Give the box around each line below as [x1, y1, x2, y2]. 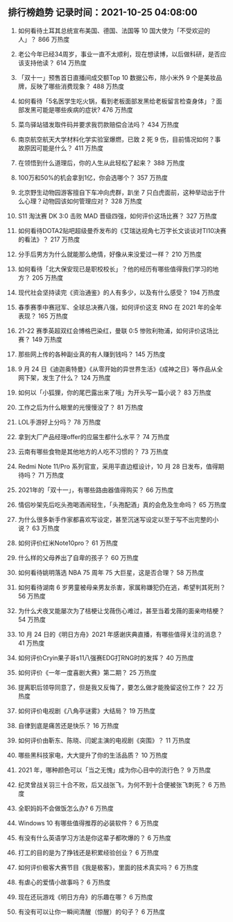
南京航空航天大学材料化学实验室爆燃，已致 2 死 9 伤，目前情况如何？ [17, 135, 215, 143]
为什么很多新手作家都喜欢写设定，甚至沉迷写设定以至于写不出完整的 [17, 515, 213, 523]
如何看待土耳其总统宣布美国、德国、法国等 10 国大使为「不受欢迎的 [17, 26, 211, 35]
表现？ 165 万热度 [17, 312, 69, 320]
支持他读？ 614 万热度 [24, 58, 87, 67]
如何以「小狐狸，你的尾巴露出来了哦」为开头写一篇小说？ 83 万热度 [17, 388, 212, 397]
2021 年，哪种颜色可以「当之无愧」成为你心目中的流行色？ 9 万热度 [17, 765, 211, 774]
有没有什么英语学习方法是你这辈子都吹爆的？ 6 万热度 [17, 834, 172, 842]
